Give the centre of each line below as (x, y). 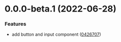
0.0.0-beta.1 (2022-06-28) (60, 9)
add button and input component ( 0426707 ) (56, 34)
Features (15, 24)
